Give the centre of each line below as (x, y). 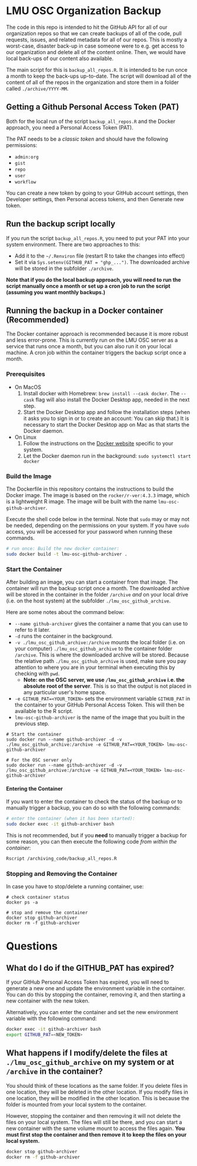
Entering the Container (35, 788)
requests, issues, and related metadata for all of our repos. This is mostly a (96, 39)
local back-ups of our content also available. (60, 58)
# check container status (38, 897)
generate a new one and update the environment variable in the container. (96, 988)
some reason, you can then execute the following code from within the (92, 841)
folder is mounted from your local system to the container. (76, 1104)
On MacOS (28, 387)
